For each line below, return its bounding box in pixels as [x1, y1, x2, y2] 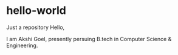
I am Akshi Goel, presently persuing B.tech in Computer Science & [6, 35, 172, 42]
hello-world [6, 4, 67, 18]
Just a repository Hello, [6, 24, 65, 31]
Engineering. [6, 42, 38, 49]
